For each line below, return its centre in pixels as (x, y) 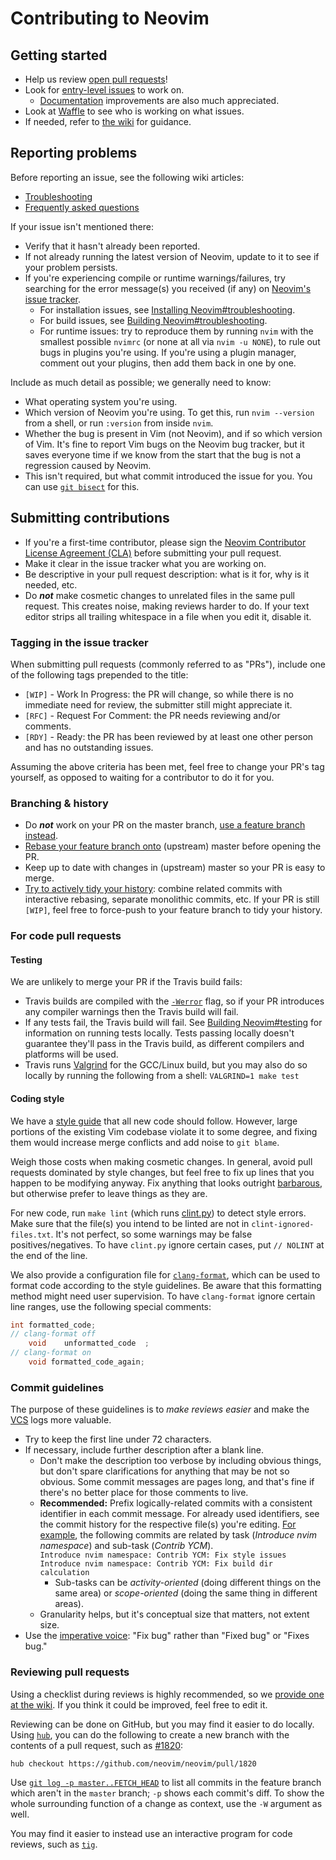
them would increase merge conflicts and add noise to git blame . (145, 1142)
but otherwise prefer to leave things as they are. (109, 1193)
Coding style (37, 1098)
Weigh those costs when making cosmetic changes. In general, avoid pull (161, 1161)
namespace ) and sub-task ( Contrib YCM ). (126, 1546)
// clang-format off (53, 1334)
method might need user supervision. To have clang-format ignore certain (163, 1296)
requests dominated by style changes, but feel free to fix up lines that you (162, 1172)
